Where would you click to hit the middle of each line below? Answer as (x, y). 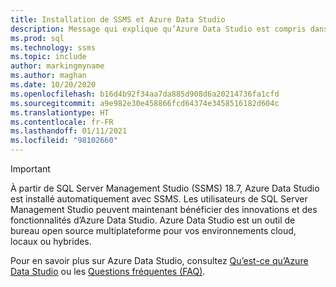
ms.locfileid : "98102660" (64, 141)
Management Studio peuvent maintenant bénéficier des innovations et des (164, 209)
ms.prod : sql (37, 38)
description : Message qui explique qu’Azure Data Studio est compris (158, 29)
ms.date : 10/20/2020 (53, 85)
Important (30, 169)
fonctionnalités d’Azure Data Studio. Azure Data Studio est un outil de (153, 220)
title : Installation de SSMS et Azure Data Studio (118, 19)
